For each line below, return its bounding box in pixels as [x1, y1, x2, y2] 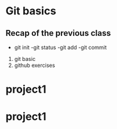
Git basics [5, 4, 57, 18]
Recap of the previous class [5, 28, 111, 38]
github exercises [14, 62, 56, 69]
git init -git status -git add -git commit [14, 44, 107, 51]
